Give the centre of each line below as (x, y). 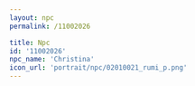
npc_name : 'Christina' (52, 60)
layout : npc (32, 18)
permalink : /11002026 (50, 26)
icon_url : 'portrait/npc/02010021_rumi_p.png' (98, 68)
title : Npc (30, 43)
